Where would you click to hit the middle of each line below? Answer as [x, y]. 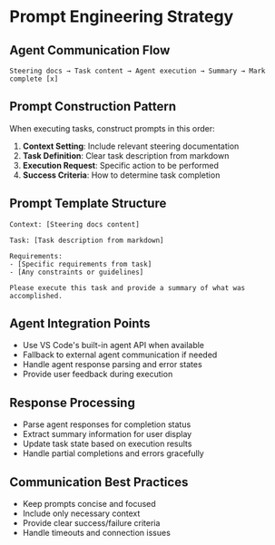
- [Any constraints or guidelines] [77, 272]
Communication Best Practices [99, 482]
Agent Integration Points [80, 324]
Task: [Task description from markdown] [87, 240]
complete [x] [34, 79]
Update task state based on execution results [107, 444]
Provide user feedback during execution [98, 375]
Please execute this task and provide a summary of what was [128, 287]
